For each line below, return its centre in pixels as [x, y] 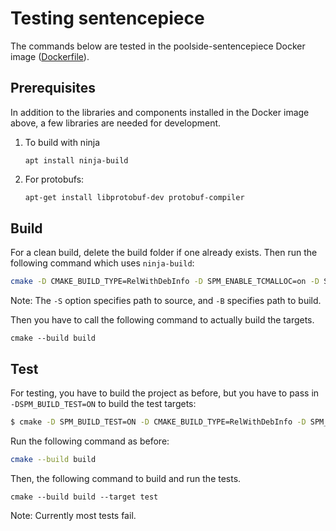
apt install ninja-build [76, 160]
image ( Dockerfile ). [50, 56]
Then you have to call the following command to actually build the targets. [162, 320]
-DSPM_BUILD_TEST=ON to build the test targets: [103, 404]
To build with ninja [62, 142]
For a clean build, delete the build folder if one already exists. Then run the [164, 253]
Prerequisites [53, 88]
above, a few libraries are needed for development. [116, 123]
